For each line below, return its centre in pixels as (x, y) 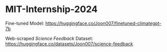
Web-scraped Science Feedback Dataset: (49, 38)
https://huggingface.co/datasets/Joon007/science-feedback (69, 43)
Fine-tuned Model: (25, 23)
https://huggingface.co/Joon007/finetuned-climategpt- (103, 23)
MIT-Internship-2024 (52, 9)
